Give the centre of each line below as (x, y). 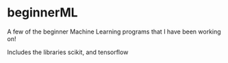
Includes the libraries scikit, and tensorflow (68, 52)
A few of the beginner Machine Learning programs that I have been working (114, 32)
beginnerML (42, 13)
